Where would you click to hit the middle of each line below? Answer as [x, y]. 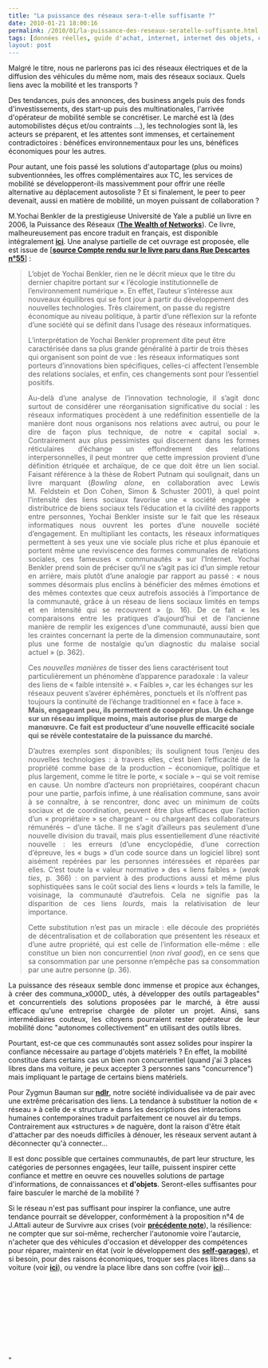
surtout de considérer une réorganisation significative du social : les [144, 407]
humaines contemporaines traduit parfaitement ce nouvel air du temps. [125, 1118]
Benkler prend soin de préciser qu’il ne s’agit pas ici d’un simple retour [144, 568]
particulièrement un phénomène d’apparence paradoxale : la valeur [138, 676]
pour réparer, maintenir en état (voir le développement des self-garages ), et [134, 1251]
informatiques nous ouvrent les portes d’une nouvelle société [144, 525]
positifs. [41, 383]
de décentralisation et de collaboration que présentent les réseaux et [144, 936]
